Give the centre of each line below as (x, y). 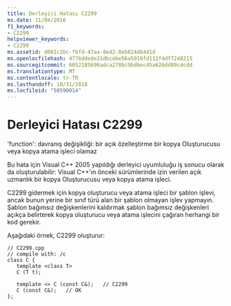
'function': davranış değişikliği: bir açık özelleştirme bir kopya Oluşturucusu (114, 144)
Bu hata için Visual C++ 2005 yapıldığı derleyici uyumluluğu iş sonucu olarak (116, 165)
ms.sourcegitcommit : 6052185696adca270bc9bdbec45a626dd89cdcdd (100, 65)
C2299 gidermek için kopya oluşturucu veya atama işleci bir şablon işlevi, (111, 193)
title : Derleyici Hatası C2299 (52, 13)
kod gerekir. (24, 222)
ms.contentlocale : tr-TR (43, 78)
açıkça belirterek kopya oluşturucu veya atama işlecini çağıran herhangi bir (113, 215)
